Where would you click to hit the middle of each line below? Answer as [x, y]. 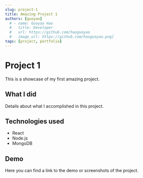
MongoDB [22, 143]
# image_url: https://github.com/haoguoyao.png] [62, 37]
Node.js [20, 138]
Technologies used [35, 121]
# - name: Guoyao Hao [31, 23]
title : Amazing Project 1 [31, 14]
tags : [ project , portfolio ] [34, 41]
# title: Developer [31, 28]
